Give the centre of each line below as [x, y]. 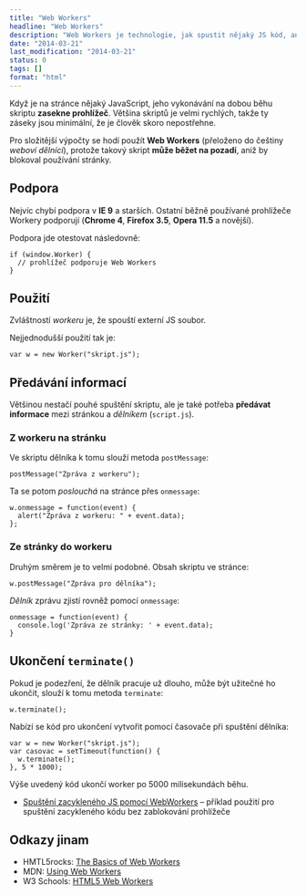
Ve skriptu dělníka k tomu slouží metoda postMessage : [109, 458]
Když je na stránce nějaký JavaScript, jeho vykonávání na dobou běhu [141, 103]
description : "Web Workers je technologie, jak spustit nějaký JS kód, [148, 35]
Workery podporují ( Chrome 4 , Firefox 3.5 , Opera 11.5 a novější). [132, 220]
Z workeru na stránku [58, 438]
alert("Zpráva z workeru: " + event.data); [101, 516]
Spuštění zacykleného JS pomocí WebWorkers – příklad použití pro [148, 801]
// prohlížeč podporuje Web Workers [87, 262]
